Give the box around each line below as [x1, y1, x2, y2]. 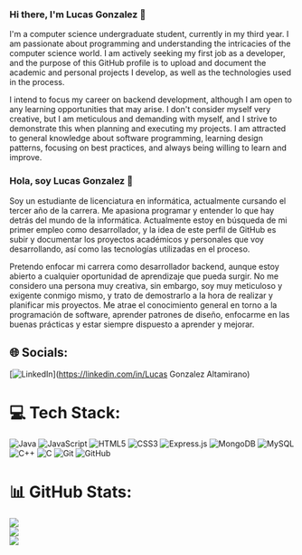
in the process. [9, 77, 65, 88]
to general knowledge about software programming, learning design [9, 133, 264, 144]
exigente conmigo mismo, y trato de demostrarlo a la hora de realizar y [9, 290, 274, 301]
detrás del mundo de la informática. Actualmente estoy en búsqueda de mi [9, 215, 288, 225]
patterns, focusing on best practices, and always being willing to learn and [9, 142, 287, 153]
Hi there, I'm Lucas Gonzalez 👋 [9, 8, 146, 21]
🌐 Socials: [9, 344, 69, 360]
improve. [9, 152, 42, 163]
